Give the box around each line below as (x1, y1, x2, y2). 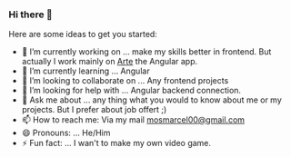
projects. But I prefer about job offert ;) (21, 104, 167, 115)
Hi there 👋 (8, 8, 54, 21)
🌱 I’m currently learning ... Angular (21, 65, 151, 76)
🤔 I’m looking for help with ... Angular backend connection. (21, 85, 242, 96)
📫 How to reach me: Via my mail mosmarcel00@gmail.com (21, 114, 246, 125)
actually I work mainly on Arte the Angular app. (21, 56, 198, 67)
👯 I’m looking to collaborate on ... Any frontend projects (21, 75, 229, 86)
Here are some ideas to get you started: (8, 29, 158, 40)
